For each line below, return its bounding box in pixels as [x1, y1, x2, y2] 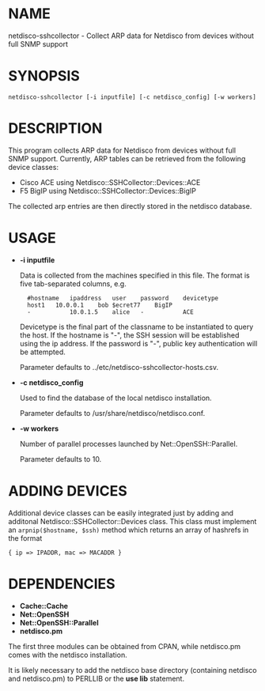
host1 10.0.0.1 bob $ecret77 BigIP [27, 301, 172, 309]
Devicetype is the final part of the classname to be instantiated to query [19, 322, 254, 331]
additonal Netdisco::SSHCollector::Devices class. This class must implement [8, 516, 257, 526]
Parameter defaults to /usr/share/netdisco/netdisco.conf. [19, 408, 206, 417]
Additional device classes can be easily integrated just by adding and [8, 508, 234, 518]
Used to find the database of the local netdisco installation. [19, 393, 212, 402]
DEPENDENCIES [8, 575, 116, 593]
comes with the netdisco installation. [8, 650, 128, 659]
